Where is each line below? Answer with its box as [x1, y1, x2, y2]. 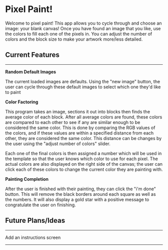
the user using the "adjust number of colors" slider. [5, 141, 111, 147]
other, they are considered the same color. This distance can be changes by [5, 135, 162, 141]
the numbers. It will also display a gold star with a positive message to [5, 196, 149, 202]
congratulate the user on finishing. [5, 202, 76, 208]
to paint [5, 89, 21, 95]
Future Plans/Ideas [5, 216, 65, 225]
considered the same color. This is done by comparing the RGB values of [5, 124, 155, 131]
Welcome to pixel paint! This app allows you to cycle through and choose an [5, 20, 162, 26]
